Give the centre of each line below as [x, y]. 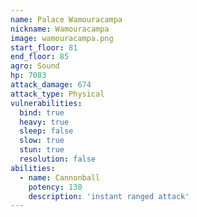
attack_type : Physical [57, 94]
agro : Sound [35, 66]
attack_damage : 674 [51, 85]
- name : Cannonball [60, 177]
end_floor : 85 [40, 57]
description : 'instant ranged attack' [109, 196]
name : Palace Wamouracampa [66, 19]
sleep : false [46, 131]
